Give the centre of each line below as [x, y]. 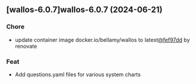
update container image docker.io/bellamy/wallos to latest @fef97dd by [103, 40]
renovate [26, 46]
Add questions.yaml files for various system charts [78, 74]
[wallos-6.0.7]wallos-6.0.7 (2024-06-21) [84, 10]
